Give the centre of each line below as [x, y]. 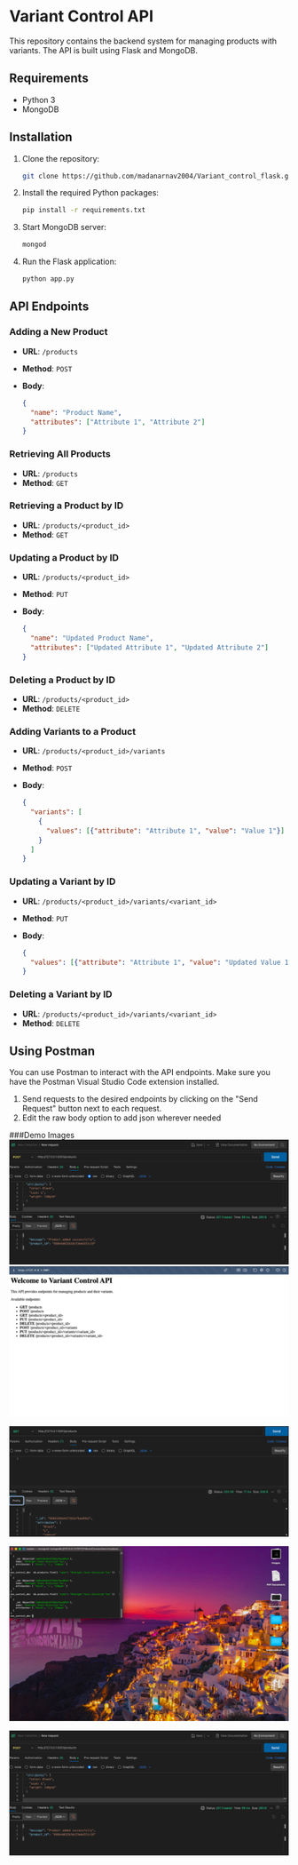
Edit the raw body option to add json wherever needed [122, 1118]
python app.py [48, 279]
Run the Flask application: [69, 262]
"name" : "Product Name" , [76, 412]
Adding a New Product [59, 332]
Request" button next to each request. [92, 1109]
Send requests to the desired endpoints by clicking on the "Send [140, 1099]
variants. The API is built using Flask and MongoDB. [103, 50]
